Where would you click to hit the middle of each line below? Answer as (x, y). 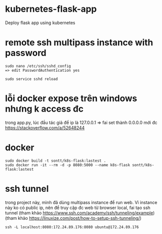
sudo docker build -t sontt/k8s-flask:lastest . (56, 161)
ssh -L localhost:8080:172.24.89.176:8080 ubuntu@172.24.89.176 (72, 227)
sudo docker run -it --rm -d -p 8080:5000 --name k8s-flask (68, 165)
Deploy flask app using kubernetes (40, 23)
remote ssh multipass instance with (79, 43)
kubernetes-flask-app (51, 9)
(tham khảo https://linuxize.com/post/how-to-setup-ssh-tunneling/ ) (73, 218)
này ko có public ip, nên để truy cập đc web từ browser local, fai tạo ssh (78, 207)
